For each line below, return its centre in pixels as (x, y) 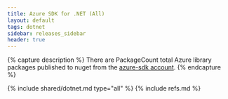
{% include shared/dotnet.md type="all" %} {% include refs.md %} (104, 88)
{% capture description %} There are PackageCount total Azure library (109, 60)
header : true (26, 40)
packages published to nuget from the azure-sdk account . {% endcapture (114, 67)
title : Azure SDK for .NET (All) (56, 14)
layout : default (31, 20)
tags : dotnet (26, 27)
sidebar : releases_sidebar (47, 33)
